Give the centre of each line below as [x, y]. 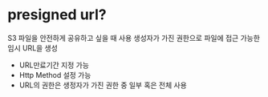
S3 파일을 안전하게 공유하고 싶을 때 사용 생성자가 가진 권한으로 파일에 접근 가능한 [134, 38]
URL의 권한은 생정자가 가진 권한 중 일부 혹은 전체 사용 [103, 85]
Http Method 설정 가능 [55, 75]
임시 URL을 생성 [32, 48]
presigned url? [57, 15]
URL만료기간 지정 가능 [54, 65]
